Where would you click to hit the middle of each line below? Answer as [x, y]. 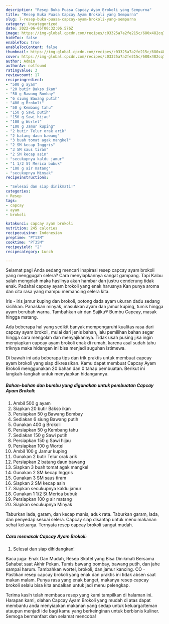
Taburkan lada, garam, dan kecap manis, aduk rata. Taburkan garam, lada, [82, 514]
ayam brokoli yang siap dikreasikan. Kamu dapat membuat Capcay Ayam [81, 363]
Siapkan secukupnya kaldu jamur [47, 489]
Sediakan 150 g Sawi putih [40, 435]
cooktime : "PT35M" [25, 242]
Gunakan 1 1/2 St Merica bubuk [45, 494]
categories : [18, 191]
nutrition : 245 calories [32, 229]
